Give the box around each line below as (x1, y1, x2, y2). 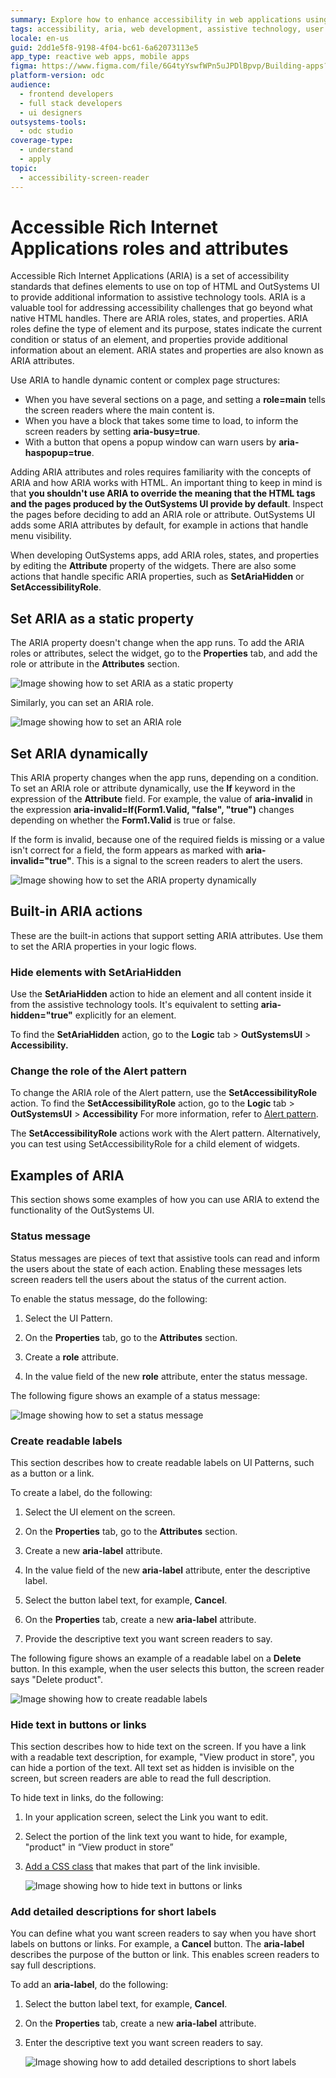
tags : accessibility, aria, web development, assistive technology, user (10, 24, 325, 34)
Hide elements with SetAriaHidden (10, 965, 182, 979)
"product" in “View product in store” (24, 1841, 174, 1853)
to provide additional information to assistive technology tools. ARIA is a (10, 291, 306, 303)
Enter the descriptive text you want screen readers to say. (24, 2037, 264, 2049)
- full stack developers (19, 98, 123, 108)
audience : (10, 80, 52, 90)
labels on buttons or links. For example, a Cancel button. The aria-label (10, 1938, 305, 1950)
